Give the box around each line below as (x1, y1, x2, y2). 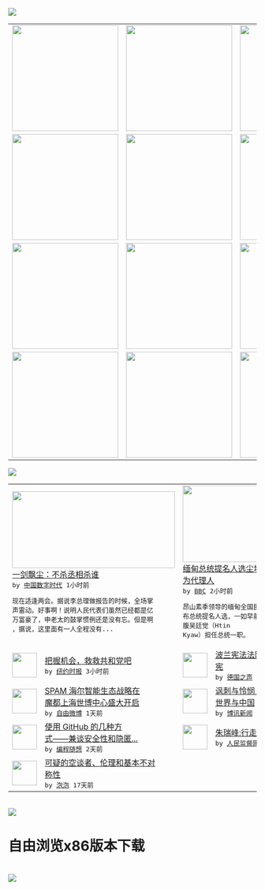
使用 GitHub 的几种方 (44, 721, 122, 732)
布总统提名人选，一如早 (182, 612, 254, 620)
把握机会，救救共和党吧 (44, 655, 132, 666)
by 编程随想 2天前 (44, 745, 103, 753)
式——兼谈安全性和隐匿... (44, 733, 138, 744)
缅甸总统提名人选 (182, 564, 247, 574)
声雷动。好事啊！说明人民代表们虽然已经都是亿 (12, 606, 154, 614)
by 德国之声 (215, 673, 253, 681)
